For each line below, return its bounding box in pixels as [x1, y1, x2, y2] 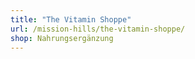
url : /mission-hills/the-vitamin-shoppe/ [10, 24, 186, 34]
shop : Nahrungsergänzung [10, 33, 114, 43]
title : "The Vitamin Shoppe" [10, 14, 132, 25]
